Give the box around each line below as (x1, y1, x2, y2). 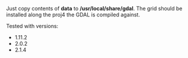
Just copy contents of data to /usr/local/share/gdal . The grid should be (6, 5, 183, 12)
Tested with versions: (6, 23, 59, 29)
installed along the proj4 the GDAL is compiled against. (6, 11, 141, 18)
